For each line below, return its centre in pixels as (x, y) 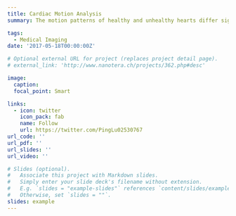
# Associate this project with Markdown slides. (83, 176)
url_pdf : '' (25, 143)
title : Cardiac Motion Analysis (54, 14)
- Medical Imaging (41, 39)
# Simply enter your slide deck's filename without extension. (105, 182)
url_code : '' (26, 136)
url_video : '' (28, 156)
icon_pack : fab (42, 117)
